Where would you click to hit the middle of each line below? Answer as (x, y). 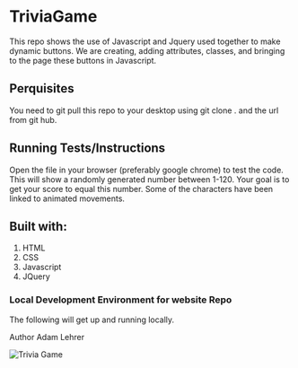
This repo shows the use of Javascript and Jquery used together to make (145, 41)
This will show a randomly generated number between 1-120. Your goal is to (149, 179)
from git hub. (33, 119)
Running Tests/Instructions (88, 149)
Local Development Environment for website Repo (121, 300)
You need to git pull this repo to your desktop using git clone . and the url (144, 110)
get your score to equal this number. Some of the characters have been (141, 188)
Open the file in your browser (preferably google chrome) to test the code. (147, 170)
